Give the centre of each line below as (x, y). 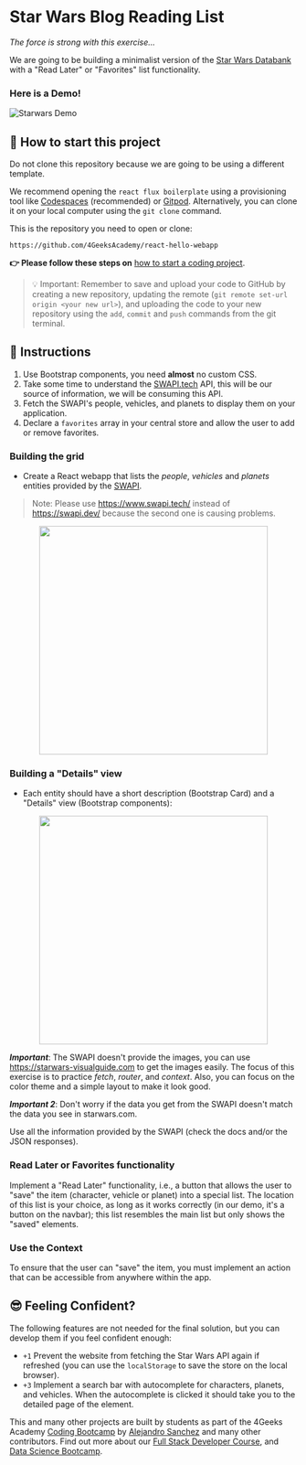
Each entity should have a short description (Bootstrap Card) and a (148, 794)
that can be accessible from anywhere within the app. (111, 1278)
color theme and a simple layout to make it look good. (111, 1086)
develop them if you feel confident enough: (90, 1338)
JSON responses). (44, 1141)
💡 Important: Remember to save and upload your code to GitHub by (158, 284)
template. (27, 174)
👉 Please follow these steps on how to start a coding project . (127, 263)
